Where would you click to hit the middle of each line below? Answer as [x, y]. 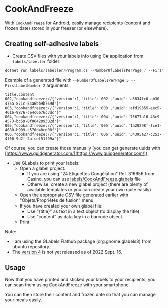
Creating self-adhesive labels [52, 44]
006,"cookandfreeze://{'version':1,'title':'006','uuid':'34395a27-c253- [84, 134]
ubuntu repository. [31, 246]
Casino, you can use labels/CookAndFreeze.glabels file [84, 179]
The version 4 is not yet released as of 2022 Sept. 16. [67, 252]
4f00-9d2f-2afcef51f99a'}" [33, 139]
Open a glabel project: [43, 168]
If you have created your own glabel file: [61, 206]
